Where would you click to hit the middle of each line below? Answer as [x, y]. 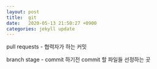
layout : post [23, 12]
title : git [21, 18]
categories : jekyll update [41, 29]
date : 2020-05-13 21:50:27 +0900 [52, 23]
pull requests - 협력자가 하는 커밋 [47, 47]
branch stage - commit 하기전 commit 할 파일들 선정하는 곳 [78, 60]
